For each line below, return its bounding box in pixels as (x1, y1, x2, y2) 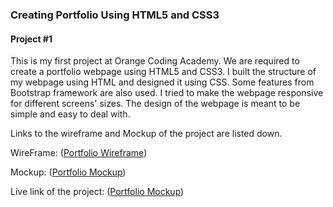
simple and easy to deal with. (10, 108, 131, 120)
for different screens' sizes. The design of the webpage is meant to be (10, 98, 301, 110)
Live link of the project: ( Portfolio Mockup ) (10, 186, 185, 198)
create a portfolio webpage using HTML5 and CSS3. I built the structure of (10, 66, 317, 78)
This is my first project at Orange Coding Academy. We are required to (10, 55, 300, 67)
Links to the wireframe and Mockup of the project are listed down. (10, 128, 283, 140)
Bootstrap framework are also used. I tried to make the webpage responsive (10, 87, 324, 99)
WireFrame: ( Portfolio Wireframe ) (10, 147, 148, 159)
